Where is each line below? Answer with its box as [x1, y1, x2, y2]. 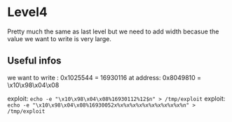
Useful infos [7, 55, 62, 67]
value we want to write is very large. [7, 34, 112, 43]
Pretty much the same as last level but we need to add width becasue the [7, 27, 219, 36]
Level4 [7, 4, 48, 20]
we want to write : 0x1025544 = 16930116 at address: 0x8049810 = [7, 73, 202, 82]
